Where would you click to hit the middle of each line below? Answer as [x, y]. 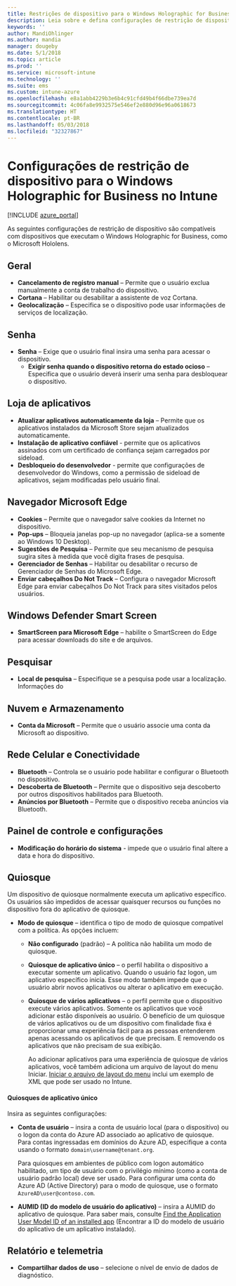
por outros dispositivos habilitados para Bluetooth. [90, 794]
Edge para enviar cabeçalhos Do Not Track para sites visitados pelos [117, 586]
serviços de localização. [53, 312]
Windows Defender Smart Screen [82, 615]
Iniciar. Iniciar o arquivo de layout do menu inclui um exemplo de [121, 1074]
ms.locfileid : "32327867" [45, 131]
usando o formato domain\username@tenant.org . [86, 1149]
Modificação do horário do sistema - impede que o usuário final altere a [123, 848]
